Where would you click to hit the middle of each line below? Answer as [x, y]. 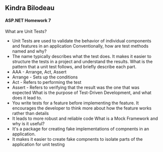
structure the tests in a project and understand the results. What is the [82, 61]
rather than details [30, 113]
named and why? [29, 51]
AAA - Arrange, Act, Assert [39, 72]
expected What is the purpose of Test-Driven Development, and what [82, 93]
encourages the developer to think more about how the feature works [82, 108]
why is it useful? [28, 123]
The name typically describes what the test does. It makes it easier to [82, 56]
